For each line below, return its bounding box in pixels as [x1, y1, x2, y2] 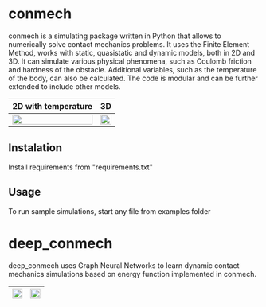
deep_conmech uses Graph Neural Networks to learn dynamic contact [8, 260, 240, 270]
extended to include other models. [8, 81, 121, 91]
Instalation [8, 141, 62, 155]
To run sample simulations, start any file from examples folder [8, 206, 211, 216]
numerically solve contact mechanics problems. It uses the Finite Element [8, 39, 250, 49]
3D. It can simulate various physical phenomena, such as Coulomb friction [8, 56, 252, 66]
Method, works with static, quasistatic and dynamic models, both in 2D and [8, 48, 256, 57]
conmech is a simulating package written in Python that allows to [8, 31, 221, 41]
